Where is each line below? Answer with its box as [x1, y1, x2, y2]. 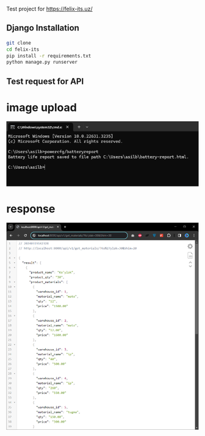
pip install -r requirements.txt [6, 53, 92, 59]
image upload [6, 100, 77, 114]
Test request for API [6, 76, 84, 86]
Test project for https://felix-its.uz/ [6, 6, 93, 12]
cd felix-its [6, 46, 40, 53]
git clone [6, 40, 32, 46]
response [6, 202, 56, 216]
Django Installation [6, 23, 79, 33]
